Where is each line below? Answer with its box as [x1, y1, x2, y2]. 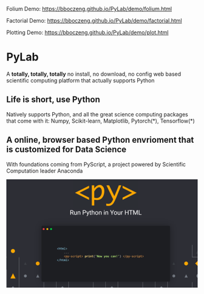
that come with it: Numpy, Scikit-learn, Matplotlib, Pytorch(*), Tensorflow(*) [6, 117, 195, 124]
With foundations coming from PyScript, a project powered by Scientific [6, 160, 186, 168]
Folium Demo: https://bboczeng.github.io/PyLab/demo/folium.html [6, 5, 172, 12]
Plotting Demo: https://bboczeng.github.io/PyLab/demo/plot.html [6, 29, 169, 36]
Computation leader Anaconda [6, 167, 83, 174]
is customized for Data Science [6, 145, 127, 155]
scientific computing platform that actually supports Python [6, 76, 155, 84]
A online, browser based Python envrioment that [6, 135, 194, 145]
